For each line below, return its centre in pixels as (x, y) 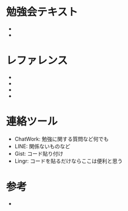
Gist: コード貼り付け (39, 153)
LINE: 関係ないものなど (42, 146)
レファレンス (37, 61)
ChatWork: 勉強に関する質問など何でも (62, 139)
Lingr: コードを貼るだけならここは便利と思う (69, 161)
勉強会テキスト (42, 12)
